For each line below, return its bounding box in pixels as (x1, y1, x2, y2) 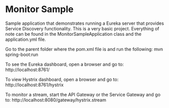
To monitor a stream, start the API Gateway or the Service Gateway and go (5, 91, 161, 97)
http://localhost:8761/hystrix (5, 82, 64, 88)
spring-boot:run (5, 51, 38, 58)
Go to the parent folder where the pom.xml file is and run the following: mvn (5, 46, 163, 52)
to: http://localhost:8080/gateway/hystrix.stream (5, 97, 106, 103)
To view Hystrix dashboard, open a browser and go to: (5, 76, 119, 82)
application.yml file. (5, 36, 47, 42)
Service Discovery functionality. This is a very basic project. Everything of (5, 25, 159, 31)
